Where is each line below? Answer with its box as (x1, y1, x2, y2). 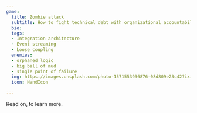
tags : (11, 30, 25, 36)
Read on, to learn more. (6, 101, 63, 107)
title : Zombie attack (11, 14, 64, 20)
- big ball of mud (11, 63, 57, 69)
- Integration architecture (11, 36, 80, 42)
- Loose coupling (11, 47, 54, 53)
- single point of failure (11, 69, 77, 74)
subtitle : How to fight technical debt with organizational (11, 19, 161, 25)
